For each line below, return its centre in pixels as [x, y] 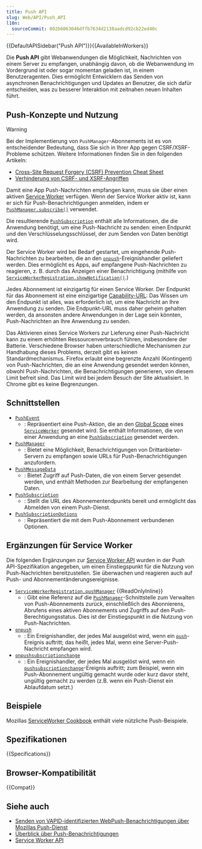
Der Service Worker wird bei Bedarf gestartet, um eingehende [83, 252]
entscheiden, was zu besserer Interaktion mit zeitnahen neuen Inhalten [94, 90]
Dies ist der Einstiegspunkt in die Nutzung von [135, 616]
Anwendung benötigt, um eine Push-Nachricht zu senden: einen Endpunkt [99, 227]
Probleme [18, 154]
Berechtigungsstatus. [50, 616]
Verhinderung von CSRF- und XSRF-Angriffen [72, 178]
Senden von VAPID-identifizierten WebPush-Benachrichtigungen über [102, 821]
